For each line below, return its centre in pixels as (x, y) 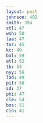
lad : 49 (15, 77)
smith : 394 (19, 22)
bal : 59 (15, 56)
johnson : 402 (22, 17)
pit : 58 (15, 83)
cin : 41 (15, 111)
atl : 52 (15, 61)
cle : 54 (15, 99)
